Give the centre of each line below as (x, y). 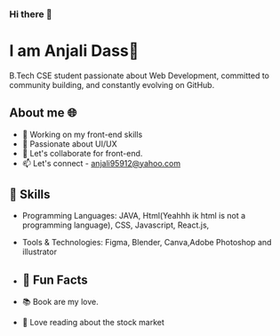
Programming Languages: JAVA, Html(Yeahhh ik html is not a (134, 216)
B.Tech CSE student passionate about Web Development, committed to (139, 76)
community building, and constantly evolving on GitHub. (112, 84)
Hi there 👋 (31, 14)
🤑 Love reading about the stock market (93, 323)
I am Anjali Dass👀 (74, 51)
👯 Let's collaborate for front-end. (82, 153)
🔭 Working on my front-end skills (82, 134)
